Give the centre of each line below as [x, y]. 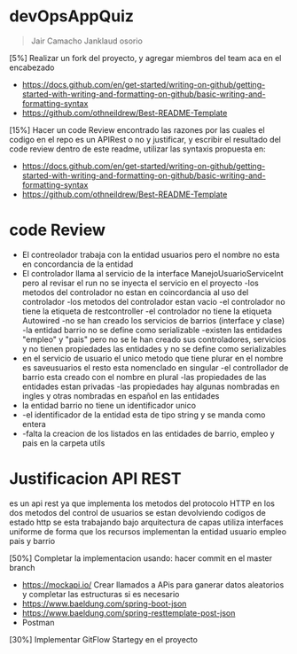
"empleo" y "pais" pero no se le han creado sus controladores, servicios [154, 339]
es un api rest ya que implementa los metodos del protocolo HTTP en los [142, 503]
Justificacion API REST [95, 479]
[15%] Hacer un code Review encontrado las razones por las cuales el [137, 129]
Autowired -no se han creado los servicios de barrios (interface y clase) [153, 320]
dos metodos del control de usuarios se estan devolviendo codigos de [137, 512]
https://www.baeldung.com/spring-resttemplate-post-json [129, 612]
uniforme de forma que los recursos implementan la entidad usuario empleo [148, 531]
